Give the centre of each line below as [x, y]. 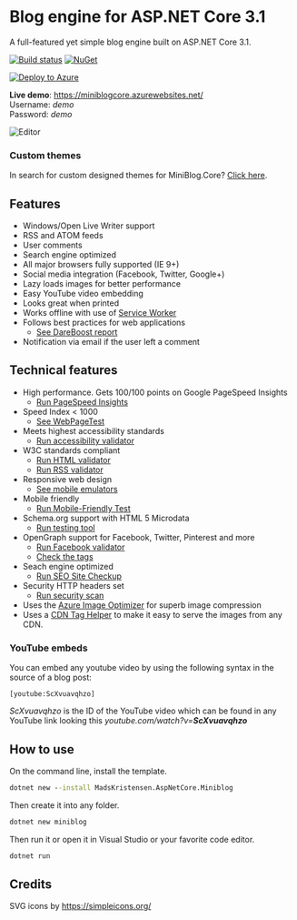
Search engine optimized [69, 255]
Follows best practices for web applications [104, 323]
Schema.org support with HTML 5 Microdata [106, 518]
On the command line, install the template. [89, 771]
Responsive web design [67, 479]
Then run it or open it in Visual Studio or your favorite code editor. [132, 839]
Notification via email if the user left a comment [111, 342]
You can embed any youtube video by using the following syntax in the [142, 668]
